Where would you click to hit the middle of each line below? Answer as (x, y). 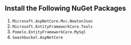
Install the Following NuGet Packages (65, 8)
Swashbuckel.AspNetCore (38, 37)
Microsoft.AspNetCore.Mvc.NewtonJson (52, 21)
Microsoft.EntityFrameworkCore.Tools (52, 27)
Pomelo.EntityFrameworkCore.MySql (49, 32)
